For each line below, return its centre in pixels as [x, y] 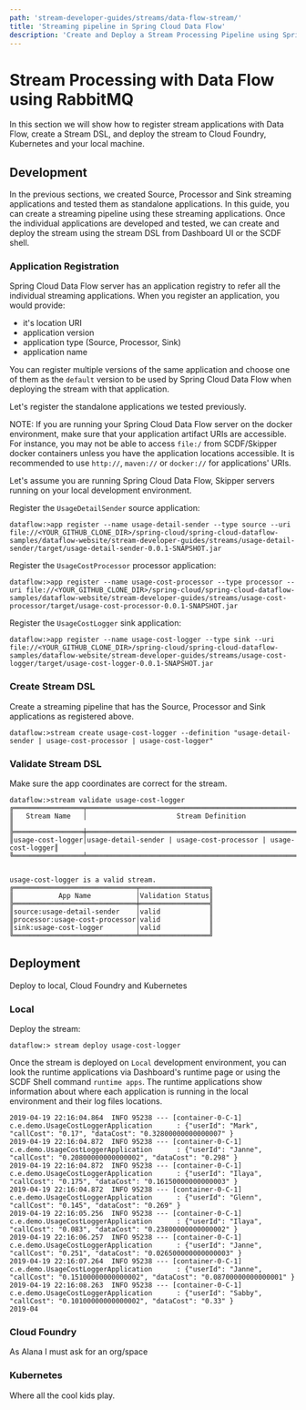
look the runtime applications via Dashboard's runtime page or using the [145, 1072]
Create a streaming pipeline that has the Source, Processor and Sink [138, 706]
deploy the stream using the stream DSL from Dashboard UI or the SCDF [146, 233]
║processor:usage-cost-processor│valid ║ [112, 920]
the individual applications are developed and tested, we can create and [144, 223]
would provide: [37, 305]
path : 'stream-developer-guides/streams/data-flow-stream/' [126, 18]
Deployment [45, 963]
